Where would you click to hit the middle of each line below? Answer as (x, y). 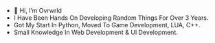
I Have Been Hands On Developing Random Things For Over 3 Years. (111, 18)
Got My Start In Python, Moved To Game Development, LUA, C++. (107, 25)
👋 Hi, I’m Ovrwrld (37, 11)
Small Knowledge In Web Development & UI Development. (96, 32)
